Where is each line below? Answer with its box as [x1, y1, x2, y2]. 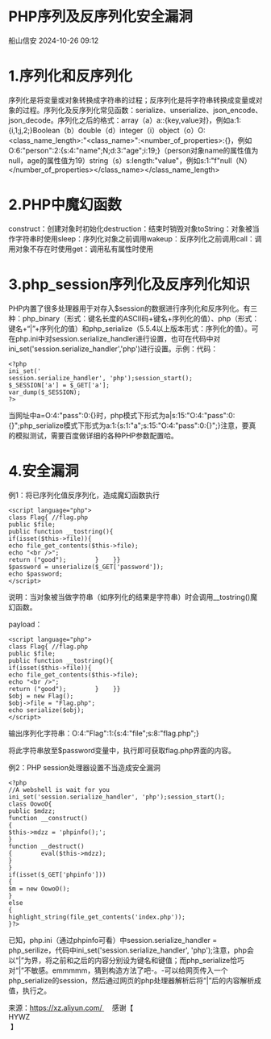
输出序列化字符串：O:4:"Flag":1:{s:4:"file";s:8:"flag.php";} [8, 728, 199, 738]
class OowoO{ [8, 800, 52, 808]
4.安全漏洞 [8, 462, 79, 480]
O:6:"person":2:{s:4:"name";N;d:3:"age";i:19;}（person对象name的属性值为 [8, 145, 259, 155]
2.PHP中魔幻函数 [8, 195, 123, 214]
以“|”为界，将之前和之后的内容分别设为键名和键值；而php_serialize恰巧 [8, 955, 244, 965]
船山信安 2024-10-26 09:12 [8, 36, 99, 45]
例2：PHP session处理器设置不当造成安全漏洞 [8, 762, 161, 772]
